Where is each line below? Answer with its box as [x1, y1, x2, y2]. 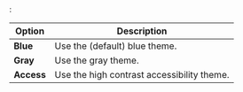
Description [116, 25, 168, 37]
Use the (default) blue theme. [54, 40, 177, 52]
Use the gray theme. [54, 54, 139, 66]
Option [14, 25, 45, 37]
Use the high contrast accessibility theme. [54, 69, 230, 80]
